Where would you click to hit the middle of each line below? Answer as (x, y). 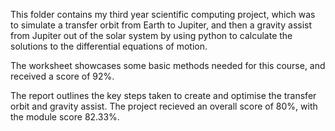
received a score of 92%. (62, 76)
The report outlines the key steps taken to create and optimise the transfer (163, 95)
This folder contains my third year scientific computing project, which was (163, 14)
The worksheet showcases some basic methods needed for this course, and (168, 65)
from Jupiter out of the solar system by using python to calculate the (151, 35)
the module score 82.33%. (65, 117)
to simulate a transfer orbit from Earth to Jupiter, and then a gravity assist (161, 25)
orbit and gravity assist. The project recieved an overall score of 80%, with (164, 106)
